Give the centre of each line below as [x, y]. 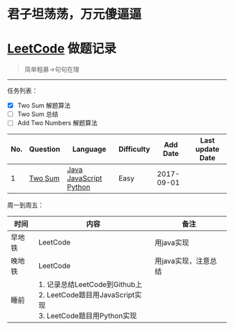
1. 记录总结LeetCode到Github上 [90, 285]
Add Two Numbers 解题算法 [57, 123]
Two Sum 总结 [38, 114]
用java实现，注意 [182, 261]
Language [89, 149]
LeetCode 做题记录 [62, 49]
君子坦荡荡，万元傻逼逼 [75, 14]
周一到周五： [25, 205]
